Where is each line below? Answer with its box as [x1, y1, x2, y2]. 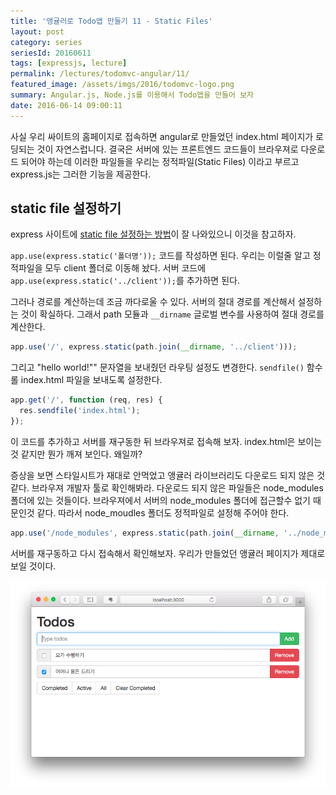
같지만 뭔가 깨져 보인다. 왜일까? [20, 448, 143, 460]
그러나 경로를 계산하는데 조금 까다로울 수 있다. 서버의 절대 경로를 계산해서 [10, 296, 296, 308]
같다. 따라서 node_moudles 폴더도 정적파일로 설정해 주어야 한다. [36, 506, 290, 519]
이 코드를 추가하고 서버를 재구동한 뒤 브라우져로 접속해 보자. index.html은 [10, 435, 296, 447]
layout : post [10, 26, 65, 37]
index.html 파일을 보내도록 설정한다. [20, 374, 163, 386]
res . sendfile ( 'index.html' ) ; [19, 406, 141, 416]
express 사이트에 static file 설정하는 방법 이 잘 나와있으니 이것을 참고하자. [10, 228, 297, 240]
